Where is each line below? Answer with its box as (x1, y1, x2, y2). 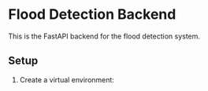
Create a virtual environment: (19, 75, 114, 84)
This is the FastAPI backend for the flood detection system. (8, 31, 201, 41)
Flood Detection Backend (8, 5, 176, 24)
